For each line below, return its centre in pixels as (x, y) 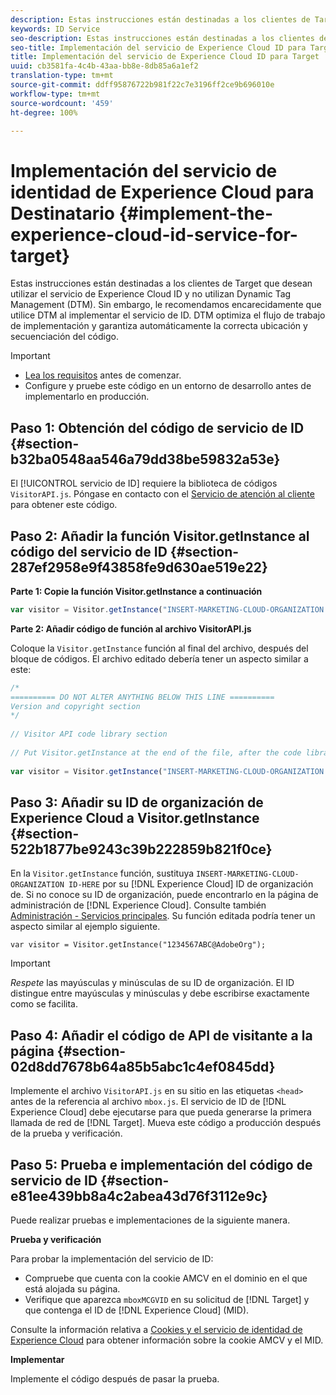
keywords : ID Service (55, 29)
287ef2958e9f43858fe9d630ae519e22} (139, 567)
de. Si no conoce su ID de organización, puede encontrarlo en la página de (164, 895)
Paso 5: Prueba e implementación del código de (161, 1164)
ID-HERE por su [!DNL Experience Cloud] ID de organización (191, 884)
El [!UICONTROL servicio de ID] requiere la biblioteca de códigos (144, 483)
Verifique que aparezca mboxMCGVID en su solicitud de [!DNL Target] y (167, 1299)
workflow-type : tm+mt (55, 94)
